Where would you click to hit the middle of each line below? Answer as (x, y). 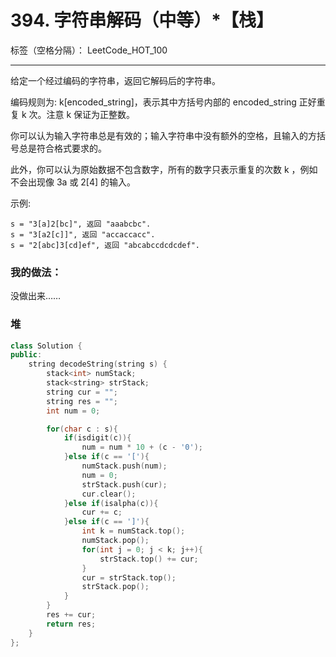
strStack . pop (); (115, 587)
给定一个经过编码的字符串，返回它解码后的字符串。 (115, 80)
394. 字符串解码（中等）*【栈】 (142, 20)
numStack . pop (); (115, 541)
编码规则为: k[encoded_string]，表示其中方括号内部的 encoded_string (153, 102)
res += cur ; (71, 615)
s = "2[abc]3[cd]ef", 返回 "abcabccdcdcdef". (105, 245)
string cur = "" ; (82, 392)
